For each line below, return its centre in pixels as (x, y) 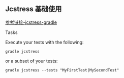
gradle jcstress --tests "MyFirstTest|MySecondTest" (62, 70)
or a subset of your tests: (32, 61)
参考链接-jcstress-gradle (31, 22)
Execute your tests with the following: (44, 42)
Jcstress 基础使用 (34, 9)
